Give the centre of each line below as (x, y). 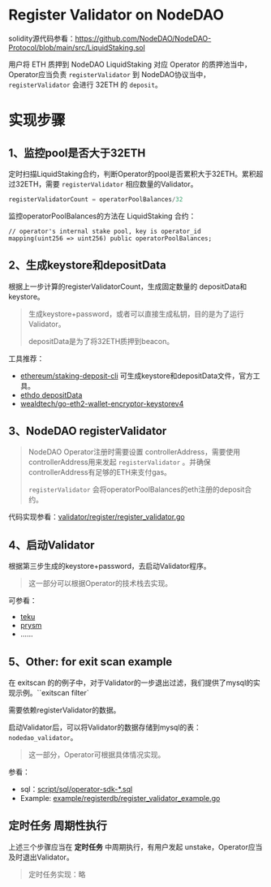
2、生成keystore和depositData (87, 265)
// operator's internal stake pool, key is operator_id (105, 231)
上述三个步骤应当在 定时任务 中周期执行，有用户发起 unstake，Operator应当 (135, 846)
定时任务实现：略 (57, 874)
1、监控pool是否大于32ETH (77, 153)
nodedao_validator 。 (43, 738)
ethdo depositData (51, 394)
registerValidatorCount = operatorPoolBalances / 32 (96, 199)
